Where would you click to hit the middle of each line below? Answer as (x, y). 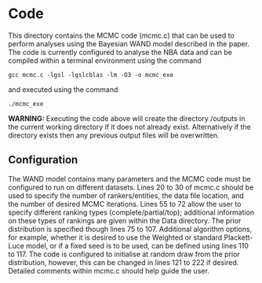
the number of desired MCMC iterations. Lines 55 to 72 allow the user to (125, 204)
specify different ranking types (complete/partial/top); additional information (131, 212)
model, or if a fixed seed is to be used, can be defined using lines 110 (138, 245)
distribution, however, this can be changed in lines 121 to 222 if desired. (124, 262)
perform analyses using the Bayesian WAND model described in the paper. (129, 43)
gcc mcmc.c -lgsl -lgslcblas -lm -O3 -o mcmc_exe (91, 75)
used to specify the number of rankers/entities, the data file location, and (126, 195)
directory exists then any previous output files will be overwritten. (114, 135)
